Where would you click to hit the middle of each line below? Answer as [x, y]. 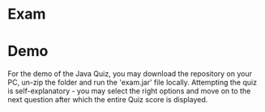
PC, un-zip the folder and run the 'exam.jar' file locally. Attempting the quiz [132, 83]
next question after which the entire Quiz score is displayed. [108, 100]
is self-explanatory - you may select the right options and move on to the [129, 91]
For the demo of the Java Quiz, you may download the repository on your [130, 74]
